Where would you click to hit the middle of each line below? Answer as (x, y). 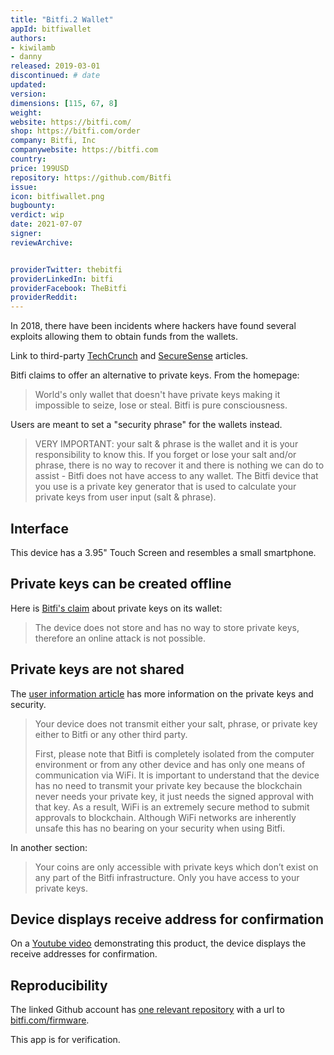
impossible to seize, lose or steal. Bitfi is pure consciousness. (161, 405)
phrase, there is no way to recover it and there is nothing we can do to (179, 465)
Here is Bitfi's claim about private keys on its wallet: (116, 608)
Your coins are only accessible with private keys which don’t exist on (176, 867)
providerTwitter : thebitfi (66, 269)
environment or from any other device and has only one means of (170, 764)
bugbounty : (33, 206)
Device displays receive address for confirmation (167, 919)
